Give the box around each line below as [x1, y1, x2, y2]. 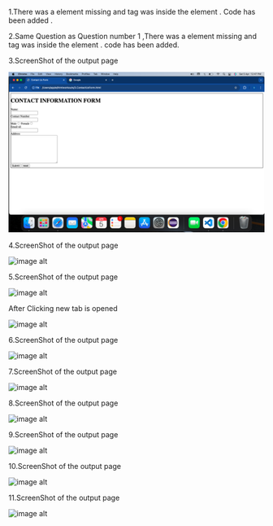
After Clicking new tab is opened [8, 304, 118, 313]
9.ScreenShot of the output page [8, 430, 119, 439]
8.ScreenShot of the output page [8, 398, 119, 408]
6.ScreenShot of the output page [8, 335, 119, 344]
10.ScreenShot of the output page [8, 462, 122, 471]
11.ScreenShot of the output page [8, 493, 120, 502]
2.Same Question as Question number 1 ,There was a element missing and [8, 32, 258, 41]
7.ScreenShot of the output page [8, 366, 118, 376]
